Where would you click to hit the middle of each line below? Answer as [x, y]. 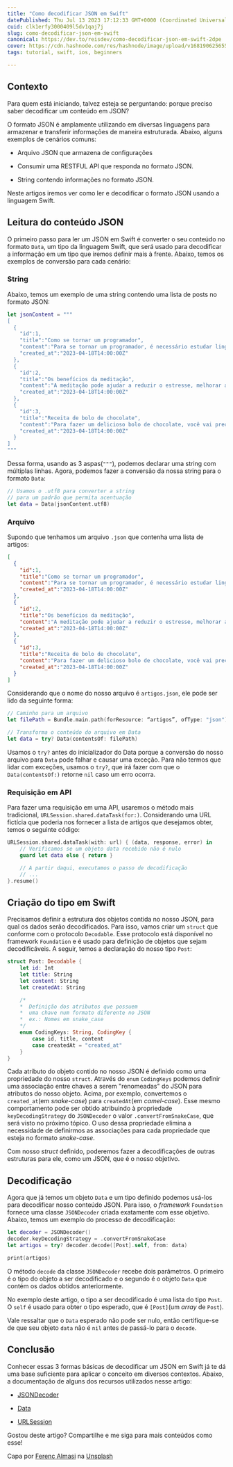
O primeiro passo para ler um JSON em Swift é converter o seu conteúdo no [116, 239]
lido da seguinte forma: [40, 700]
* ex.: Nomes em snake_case [62, 1020]
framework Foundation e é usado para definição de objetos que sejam [107, 941]
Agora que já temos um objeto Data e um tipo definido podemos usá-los [110, 1198]
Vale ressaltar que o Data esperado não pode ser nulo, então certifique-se [113, 1320]
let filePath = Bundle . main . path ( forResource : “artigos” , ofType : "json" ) [118, 720]
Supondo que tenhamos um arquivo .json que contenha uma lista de [105, 537]
